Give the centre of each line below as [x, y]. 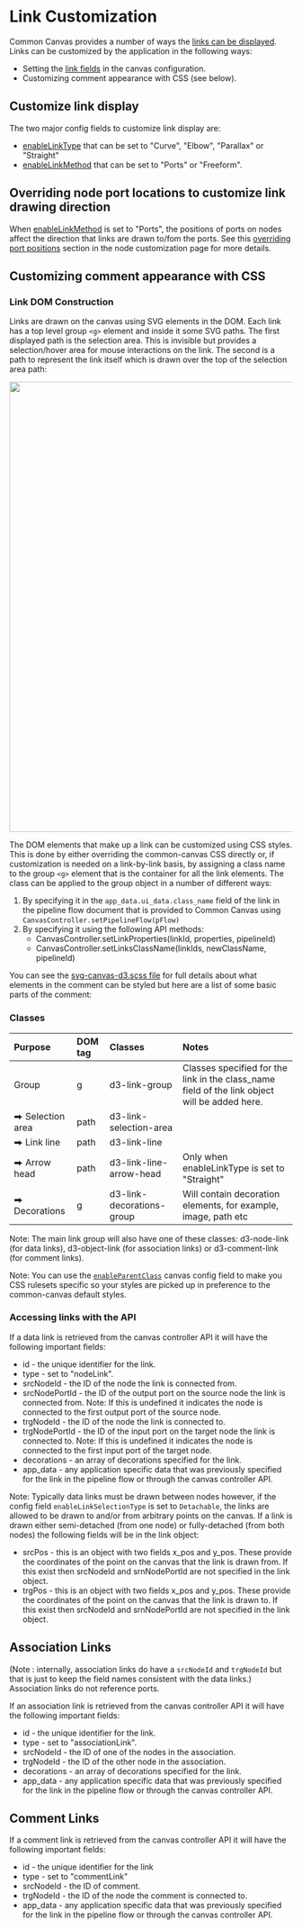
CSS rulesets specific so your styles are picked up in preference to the [140, 1284]
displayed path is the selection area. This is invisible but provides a [133, 340]
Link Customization [83, 17]
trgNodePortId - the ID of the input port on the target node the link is [149, 1431]
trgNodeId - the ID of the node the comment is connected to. [135, 1896]
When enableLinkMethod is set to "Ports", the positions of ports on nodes [146, 229]
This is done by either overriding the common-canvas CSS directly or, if [142, 855]
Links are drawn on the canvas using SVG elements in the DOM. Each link [145, 321]
